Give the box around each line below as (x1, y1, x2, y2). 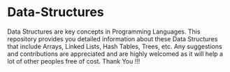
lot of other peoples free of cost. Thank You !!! (7, 57, 141, 65)
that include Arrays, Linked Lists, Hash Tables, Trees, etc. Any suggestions (7, 42, 222, 50)
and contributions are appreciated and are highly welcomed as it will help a (7, 50, 224, 58)
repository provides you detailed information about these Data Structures (7, 34, 218, 43)
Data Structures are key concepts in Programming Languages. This (7, 27, 201, 36)
